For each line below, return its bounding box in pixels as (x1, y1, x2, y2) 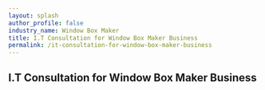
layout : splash (8, 11, 59, 20)
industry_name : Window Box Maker (8, 26, 120, 34)
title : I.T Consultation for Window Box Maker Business (8, 33, 198, 42)
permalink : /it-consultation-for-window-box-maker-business (8, 41, 213, 49)
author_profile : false (8, 19, 84, 27)
